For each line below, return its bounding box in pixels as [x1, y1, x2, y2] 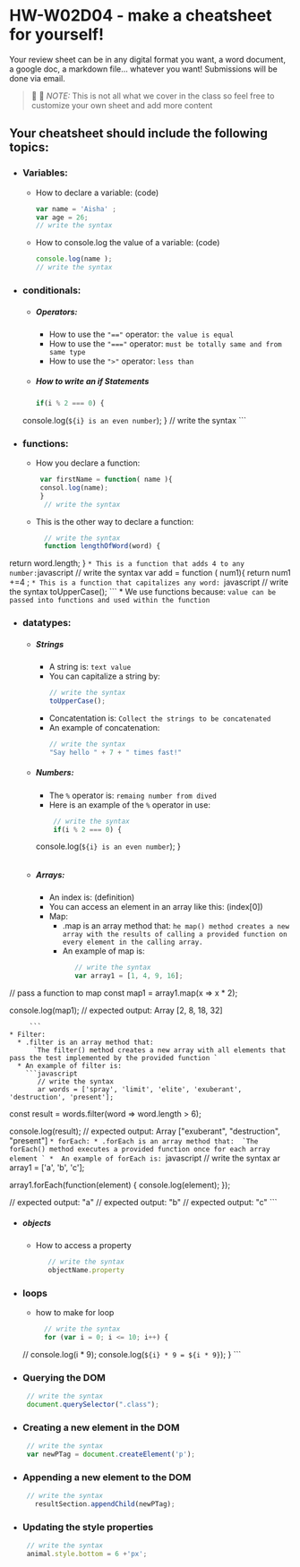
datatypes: [21, 617, 72, 629]
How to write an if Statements [35, 376, 150, 387]
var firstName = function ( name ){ [39, 475, 173, 484]
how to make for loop [35, 1307, 115, 1318]
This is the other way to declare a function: [35, 516, 194, 527]
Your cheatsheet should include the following [9, 126, 269, 141]
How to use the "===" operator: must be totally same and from [48, 338, 282, 349]
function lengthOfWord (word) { [43, 542, 161, 551]
